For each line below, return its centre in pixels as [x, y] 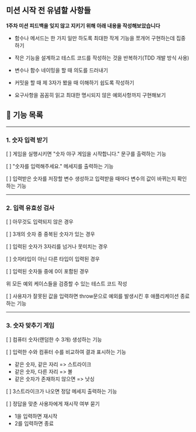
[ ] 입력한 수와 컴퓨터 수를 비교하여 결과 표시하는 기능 [66, 351]
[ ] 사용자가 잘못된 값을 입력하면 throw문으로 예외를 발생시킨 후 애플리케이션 [92, 296]
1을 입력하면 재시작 [36, 416]
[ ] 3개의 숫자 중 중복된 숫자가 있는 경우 [50, 234]
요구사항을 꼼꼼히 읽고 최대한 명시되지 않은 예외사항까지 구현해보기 [90, 95]
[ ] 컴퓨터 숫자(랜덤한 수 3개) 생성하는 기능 [54, 339]
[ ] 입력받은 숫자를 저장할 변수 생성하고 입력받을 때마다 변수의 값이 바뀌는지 [91, 178]
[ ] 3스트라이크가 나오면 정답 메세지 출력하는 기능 [62, 391]
